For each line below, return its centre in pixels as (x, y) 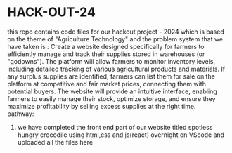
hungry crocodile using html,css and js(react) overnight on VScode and (121, 135)
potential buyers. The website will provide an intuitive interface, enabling (112, 91)
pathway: (21, 114)
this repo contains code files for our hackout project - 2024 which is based (116, 32)
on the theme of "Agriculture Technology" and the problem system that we (115, 39)
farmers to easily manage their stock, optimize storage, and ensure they (111, 98)
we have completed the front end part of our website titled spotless (115, 127)
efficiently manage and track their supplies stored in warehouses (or (106, 54)
